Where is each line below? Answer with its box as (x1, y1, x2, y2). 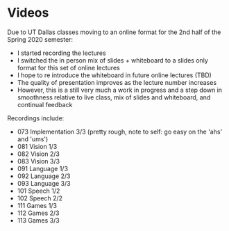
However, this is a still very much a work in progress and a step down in (17, 86, 223, 94)
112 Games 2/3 (17, 209, 60, 217)
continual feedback (17, 100, 73, 109)
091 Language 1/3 (17, 164, 68, 173)
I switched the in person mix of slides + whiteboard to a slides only (17, 56, 208, 64)
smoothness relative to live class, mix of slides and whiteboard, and (17, 93, 211, 102)
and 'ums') (17, 134, 49, 143)
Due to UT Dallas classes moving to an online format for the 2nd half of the (7, 28, 221, 36)
